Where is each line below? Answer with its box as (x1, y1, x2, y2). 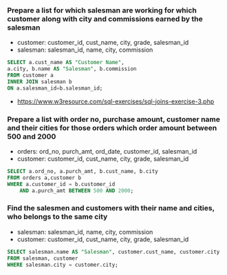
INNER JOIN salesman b (7, 78, 72, 85)
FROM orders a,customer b (7, 174, 81, 181)
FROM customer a (7, 72, 54, 79)
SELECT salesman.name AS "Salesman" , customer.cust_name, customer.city (7, 248, 220, 255)
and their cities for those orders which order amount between (7, 123, 217, 132)
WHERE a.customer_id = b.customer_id (7, 181, 116, 187)
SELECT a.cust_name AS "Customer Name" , (7, 59, 125, 66)
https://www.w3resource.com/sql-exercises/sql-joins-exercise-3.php (17, 97, 215, 105)
